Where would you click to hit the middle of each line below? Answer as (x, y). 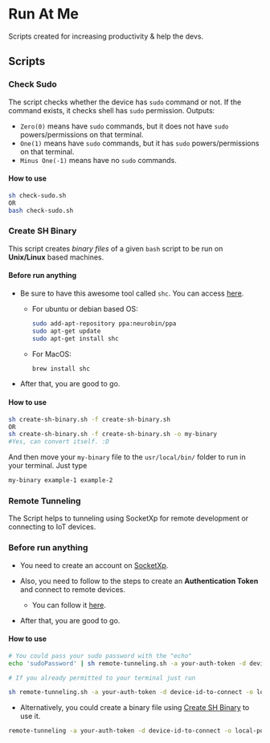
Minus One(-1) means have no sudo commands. (98, 160)
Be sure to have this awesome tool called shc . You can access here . (132, 293)
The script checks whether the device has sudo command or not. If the (125, 102)
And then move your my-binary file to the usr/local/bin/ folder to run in (127, 457)
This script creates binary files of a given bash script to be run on (116, 248)
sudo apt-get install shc (75, 338)
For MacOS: (52, 353)
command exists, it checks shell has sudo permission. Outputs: (112, 110)
